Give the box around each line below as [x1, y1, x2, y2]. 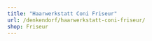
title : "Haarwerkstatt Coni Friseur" [7, 10, 118, 17]
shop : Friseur [7, 23, 49, 30]
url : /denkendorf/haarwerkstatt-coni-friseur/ [7, 17, 146, 24]
